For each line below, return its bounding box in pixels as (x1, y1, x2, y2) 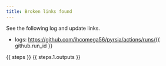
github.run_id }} (14, 42, 53, 49)
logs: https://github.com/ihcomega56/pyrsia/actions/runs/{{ (14, 36, 160, 43)
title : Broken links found (6, 8, 72, 15)
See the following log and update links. (6, 25, 100, 32)
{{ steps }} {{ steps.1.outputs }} (6, 53, 81, 60)
